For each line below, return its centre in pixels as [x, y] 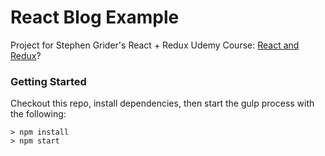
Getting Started [48, 81]
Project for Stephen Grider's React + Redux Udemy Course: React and [155, 45]
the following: [38, 114]
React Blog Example [95, 17]
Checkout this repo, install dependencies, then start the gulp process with [162, 103]
